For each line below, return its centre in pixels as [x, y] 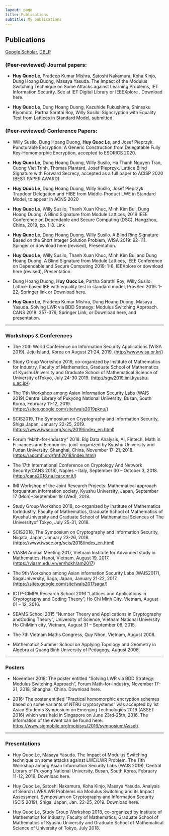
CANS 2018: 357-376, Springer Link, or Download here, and [74, 312]
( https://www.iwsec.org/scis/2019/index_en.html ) [63, 430]
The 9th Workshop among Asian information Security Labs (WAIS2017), [87, 573]
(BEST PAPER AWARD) [36, 178]
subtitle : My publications [33, 19]
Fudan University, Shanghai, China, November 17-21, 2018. [73, 450]
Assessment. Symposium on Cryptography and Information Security [83, 797]
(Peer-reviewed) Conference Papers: [51, 131]
